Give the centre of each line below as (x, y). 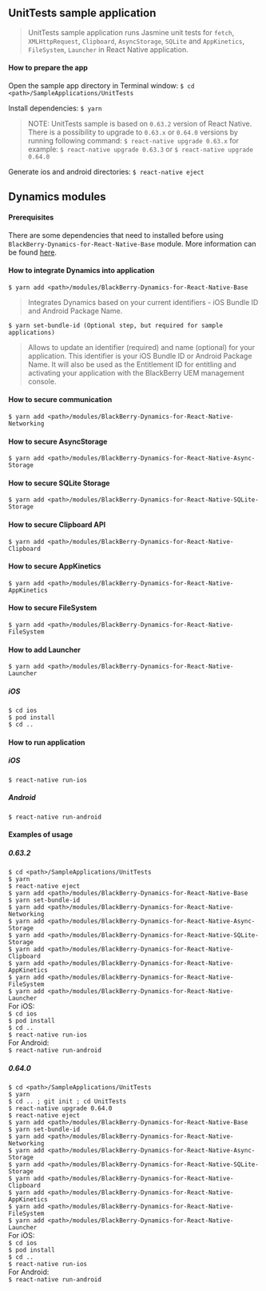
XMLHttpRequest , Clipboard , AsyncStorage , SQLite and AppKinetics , (136, 41)
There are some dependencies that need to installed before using (116, 235)
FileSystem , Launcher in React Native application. (108, 49)
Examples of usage (41, 835)
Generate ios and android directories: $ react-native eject (107, 172)
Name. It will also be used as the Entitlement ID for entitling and (132, 364)
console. (42, 381)
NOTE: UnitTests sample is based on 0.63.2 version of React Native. (140, 124)
